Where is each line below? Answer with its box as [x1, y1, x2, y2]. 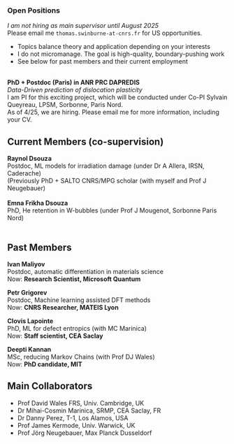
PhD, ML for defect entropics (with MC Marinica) [7, 324, 147, 332]
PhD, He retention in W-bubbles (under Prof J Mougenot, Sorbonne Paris [7, 206, 217, 215]
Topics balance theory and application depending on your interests [17, 43, 211, 51]
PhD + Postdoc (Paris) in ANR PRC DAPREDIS [7, 78, 140, 87]
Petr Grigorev [7, 288, 47, 296]
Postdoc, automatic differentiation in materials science [7, 267, 164, 275]
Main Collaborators [7, 380, 93, 392]
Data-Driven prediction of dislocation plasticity [7, 86, 143, 94]
